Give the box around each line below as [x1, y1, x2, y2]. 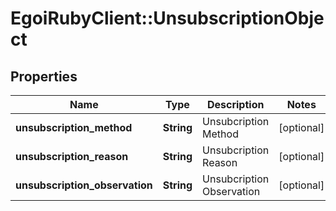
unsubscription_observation [15, 178, 153, 192]
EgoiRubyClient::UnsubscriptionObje [10, 7, 325, 30]
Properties [10, 68, 78, 85]
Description [206, 98, 265, 111]
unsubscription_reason [15, 150, 129, 163]
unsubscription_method [15, 121, 133, 134]
